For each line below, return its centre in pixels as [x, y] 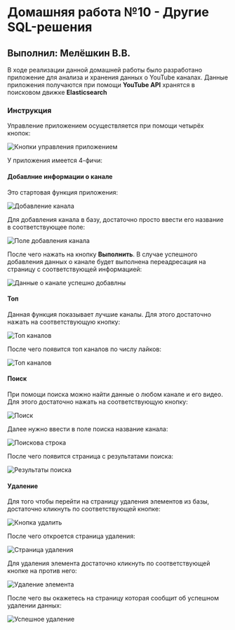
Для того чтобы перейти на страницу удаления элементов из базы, [108, 501]
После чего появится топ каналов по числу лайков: [85, 349]
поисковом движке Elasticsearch [57, 92]
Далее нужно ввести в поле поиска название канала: [88, 428]
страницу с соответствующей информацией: [75, 269]
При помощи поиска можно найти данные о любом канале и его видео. [115, 394]
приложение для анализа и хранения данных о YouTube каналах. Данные [118, 77]
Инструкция [29, 110]
